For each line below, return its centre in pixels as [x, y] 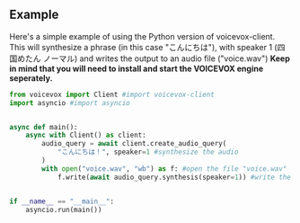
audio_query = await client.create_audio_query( [134, 144]
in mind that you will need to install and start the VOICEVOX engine [137, 68]
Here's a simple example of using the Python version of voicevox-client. [142, 36]
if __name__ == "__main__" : [62, 201]
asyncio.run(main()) [64, 210]
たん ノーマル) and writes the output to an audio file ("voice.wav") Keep [157, 58]
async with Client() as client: [86, 135]
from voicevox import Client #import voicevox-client [112, 94]
